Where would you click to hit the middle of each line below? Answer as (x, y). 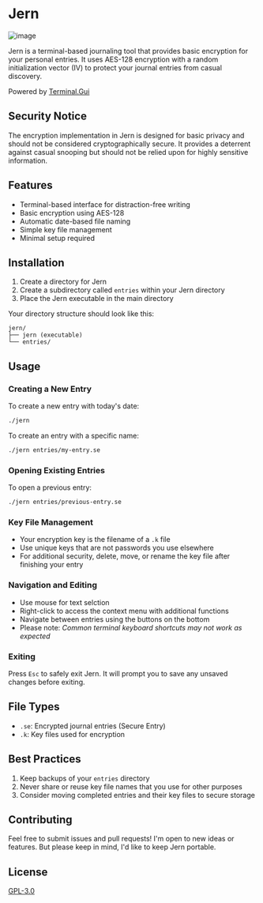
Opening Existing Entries (56, 470)
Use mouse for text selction (64, 602)
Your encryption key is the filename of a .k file (95, 540)
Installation (36, 263)
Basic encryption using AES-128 (72, 213)
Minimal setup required (57, 238)
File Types (34, 707)
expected (35, 636)
